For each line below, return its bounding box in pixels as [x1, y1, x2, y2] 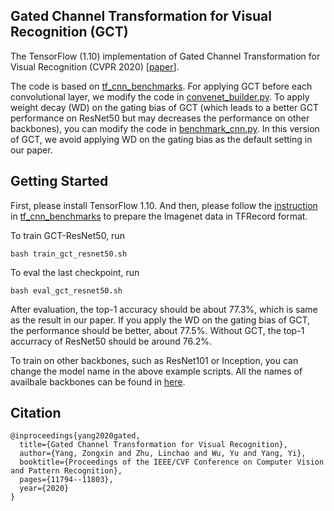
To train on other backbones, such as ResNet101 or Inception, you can [10, 354, 299, 366]
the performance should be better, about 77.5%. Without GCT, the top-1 [10, 324, 305, 336]
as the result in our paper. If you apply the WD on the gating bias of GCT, [10, 314, 311, 326]
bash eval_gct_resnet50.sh [10, 285, 123, 296]
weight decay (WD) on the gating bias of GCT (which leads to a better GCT [10, 101, 319, 113]
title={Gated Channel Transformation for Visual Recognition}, [19, 440, 288, 450]
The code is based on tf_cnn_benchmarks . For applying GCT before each [10, 80, 313, 92]
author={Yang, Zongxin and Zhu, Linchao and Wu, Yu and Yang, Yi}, [19, 449, 307, 459]
